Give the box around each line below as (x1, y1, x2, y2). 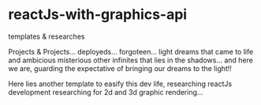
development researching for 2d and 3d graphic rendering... (8, 87, 203, 96)
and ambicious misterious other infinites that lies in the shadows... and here (8, 55, 254, 65)
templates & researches (8, 32, 85, 41)
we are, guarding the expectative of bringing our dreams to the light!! (8, 63, 233, 73)
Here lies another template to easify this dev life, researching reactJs (8, 79, 233, 88)
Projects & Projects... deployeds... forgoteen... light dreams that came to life (8, 47, 254, 56)
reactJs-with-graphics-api (8, 6, 188, 24)
